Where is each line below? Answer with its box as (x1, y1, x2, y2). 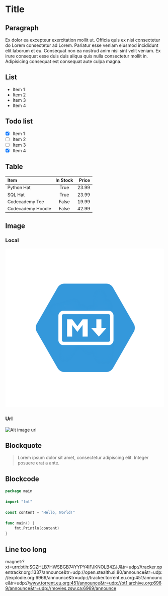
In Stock (55, 177, 73, 184)
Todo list (5, 117, 33, 126)
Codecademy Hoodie (7, 206, 52, 212)
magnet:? (5, 558, 25, 564)
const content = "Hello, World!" (5, 510, 75, 515)
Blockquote (5, 441, 42, 450)
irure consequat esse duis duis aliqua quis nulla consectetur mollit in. (5, 53, 148, 59)
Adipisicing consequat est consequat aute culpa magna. (5, 58, 122, 64)
